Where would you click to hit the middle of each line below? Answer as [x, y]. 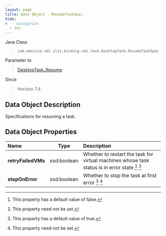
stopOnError [22, 179]
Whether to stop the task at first [120, 176]
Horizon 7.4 [29, 89]
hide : [11, 19]
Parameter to [19, 60]
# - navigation [22, 23]
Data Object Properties [41, 132]
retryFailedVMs [26, 161]
